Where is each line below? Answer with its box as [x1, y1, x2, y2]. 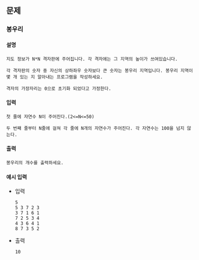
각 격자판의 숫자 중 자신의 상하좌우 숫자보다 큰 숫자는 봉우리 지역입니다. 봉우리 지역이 [6, 68, 193, 74]
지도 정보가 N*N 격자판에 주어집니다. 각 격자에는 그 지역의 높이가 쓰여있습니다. [6, 56, 178, 62]
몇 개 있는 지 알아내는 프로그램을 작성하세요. [6, 74, 103, 80]
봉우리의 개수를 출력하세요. [6, 159, 64, 166]
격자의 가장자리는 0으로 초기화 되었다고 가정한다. [6, 86, 111, 92]
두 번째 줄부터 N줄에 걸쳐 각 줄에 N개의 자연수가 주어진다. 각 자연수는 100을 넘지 [6, 125, 185, 131]
